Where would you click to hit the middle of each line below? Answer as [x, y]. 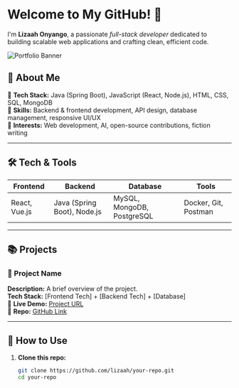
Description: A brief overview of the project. [73, 289]
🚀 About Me [34, 78]
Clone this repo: [42, 357]
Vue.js [21, 211]
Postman [198, 211]
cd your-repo [37, 377]
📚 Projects [32, 249]
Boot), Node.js [78, 211]
